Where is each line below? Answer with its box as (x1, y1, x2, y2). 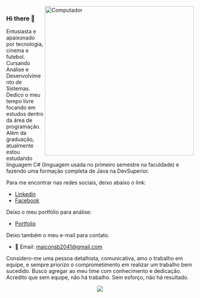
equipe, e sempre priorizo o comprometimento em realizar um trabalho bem (6, 261, 192, 268)
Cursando (6, 60, 31, 67)
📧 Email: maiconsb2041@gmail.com (14, 243, 102, 250)
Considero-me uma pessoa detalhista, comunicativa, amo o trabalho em (6, 255, 183, 262)
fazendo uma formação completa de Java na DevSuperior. (6, 167, 149, 175)
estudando (6, 155, 33, 162)
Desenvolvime (6, 72, 42, 79)
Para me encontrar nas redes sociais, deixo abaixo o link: (6, 179, 146, 186)
